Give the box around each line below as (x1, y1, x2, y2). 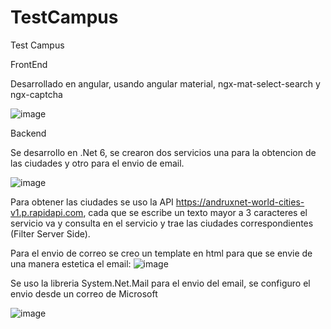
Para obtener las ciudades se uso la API (10, 196, 174, 208)
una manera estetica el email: (10, 257, 132, 270)
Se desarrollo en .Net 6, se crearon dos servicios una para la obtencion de (10, 146, 317, 158)
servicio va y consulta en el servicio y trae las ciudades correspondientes (10, 217, 314, 229)
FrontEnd (10, 58, 48, 70)
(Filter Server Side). (10, 227, 91, 240)
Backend (10, 127, 47, 139)
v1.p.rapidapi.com (10, 206, 84, 218)
